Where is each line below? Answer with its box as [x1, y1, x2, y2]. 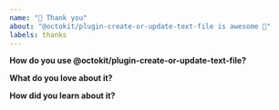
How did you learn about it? [9, 90, 116, 101]
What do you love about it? [9, 73, 113, 84]
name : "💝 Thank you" [9, 13, 88, 23]
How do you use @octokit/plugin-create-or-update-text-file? [9, 55, 247, 66]
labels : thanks [9, 30, 67, 39]
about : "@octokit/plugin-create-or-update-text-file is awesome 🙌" [9, 22, 272, 31]
